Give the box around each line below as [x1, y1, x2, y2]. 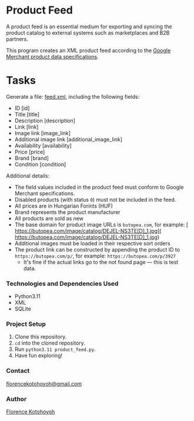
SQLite [14, 305, 31, 312]
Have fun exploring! [14, 352, 63, 359]
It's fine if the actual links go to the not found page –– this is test [23, 258, 179, 265]
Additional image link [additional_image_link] [14, 136, 122, 143]
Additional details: [6, 172, 50, 179]
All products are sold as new [14, 215, 84, 222]
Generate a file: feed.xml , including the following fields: [6, 93, 140, 100]
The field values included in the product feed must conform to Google [14, 183, 184, 191]
